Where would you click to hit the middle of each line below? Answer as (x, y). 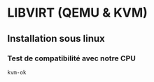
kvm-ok (17, 72)
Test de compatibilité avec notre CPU (72, 58)
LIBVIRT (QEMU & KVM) (78, 13)
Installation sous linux (56, 39)
